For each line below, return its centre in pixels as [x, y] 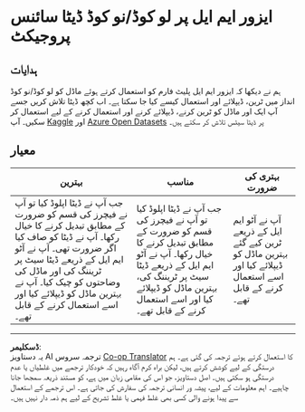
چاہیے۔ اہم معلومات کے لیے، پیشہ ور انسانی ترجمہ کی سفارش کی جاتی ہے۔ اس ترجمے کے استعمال [149, 387]
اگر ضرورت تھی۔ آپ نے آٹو [66, 248]
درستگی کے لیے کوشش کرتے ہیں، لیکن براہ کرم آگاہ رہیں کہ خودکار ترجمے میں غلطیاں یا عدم [143, 366]
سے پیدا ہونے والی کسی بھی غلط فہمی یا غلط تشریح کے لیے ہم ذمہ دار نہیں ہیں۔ [124, 397]
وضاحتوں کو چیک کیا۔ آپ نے [68, 282]
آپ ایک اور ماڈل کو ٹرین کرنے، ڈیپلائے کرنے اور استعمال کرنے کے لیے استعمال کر [144, 111]
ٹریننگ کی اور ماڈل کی [58, 271]
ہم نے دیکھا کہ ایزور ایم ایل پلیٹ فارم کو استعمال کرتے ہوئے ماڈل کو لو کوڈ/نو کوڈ [146, 91]
